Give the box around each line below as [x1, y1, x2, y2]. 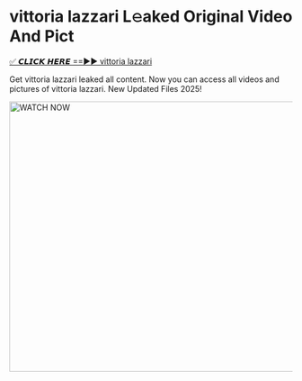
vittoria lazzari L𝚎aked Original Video [9, 6, 293, 27]
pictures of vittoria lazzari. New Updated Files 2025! [9, 83, 202, 94]
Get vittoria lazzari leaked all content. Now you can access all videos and [9, 74, 280, 85]
